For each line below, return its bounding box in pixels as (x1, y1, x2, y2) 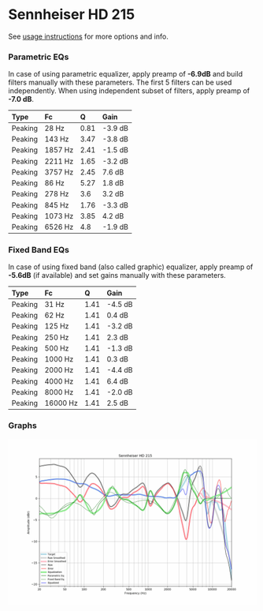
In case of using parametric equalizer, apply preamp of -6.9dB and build (8, 69, 243, 79)
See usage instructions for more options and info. (8, 32, 169, 41)
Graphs (8, 420, 37, 431)
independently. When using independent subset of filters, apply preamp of (8, 86, 250, 96)
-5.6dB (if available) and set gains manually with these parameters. (8, 271, 226, 280)
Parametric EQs (8, 51, 69, 62)
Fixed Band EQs (8, 244, 69, 255)
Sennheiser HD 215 (8, 6, 135, 24)
